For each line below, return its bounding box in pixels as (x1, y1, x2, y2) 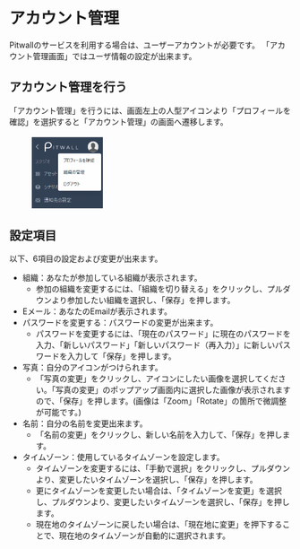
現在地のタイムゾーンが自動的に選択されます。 (58, 530, 231, 541)
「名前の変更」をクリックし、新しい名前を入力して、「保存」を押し (35, 430, 283, 440)
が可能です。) (35, 407, 82, 418)
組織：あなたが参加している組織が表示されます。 (21, 273, 202, 283)
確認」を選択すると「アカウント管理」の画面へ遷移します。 (9, 116, 228, 126)
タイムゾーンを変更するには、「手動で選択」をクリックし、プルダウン (35, 463, 291, 474)
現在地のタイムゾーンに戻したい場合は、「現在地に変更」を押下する (35, 519, 283, 530)
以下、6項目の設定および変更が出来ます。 (9, 253, 163, 265)
